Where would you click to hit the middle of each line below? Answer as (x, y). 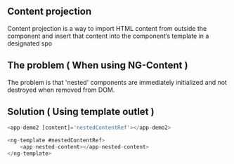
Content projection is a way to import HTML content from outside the (107, 28)
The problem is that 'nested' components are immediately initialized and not (117, 82)
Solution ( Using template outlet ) (81, 112)
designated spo (30, 43)
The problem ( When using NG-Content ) (98, 66)
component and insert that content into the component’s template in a (108, 36)
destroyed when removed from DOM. (61, 90)
